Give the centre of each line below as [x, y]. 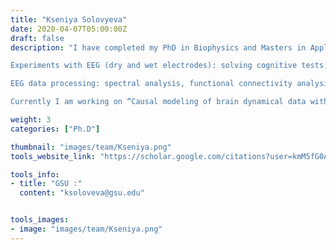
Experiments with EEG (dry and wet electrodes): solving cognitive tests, [169, 66]
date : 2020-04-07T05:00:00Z [69, 29]
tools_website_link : [53, 156]
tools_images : [40, 220]
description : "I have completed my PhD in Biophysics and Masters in [158, 47]
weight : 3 [31, 120]
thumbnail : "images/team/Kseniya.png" [91, 147]
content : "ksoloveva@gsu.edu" [82, 193]
